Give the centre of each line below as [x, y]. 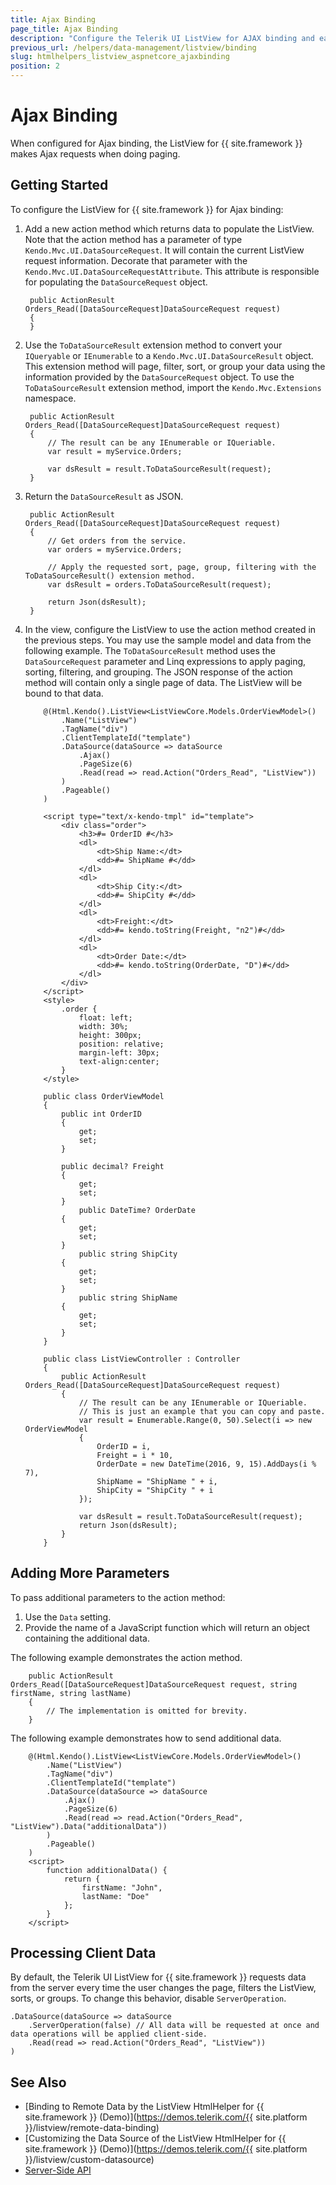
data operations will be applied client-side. [109, 2034]
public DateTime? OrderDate [137, 1210]
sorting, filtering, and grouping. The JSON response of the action [158, 672]
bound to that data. [64, 693]
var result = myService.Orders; [115, 451]
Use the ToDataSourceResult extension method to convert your [153, 345]
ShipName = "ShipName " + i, [157, 1481]
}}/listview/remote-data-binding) [92, 2128]
